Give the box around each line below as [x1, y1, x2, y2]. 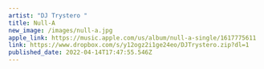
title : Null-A [8, 19, 56, 27]
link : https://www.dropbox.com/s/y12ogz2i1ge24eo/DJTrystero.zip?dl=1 [8, 41, 250, 49]
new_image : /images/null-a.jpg [8, 26, 113, 34]
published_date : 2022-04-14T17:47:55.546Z [8, 48, 152, 56]
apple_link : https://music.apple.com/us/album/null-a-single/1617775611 [8, 33, 257, 42]
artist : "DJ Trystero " [8, 11, 88, 20]
